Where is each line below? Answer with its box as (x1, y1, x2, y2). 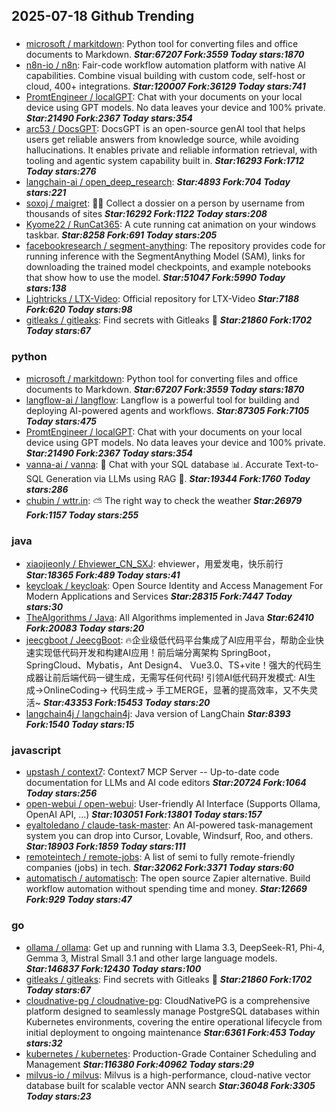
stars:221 (25, 187, 67, 199)
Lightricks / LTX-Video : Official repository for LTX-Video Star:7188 (25, 293, 300, 305)
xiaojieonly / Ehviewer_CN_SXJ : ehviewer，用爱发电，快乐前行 (25, 557, 284, 569)
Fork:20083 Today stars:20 (25, 622, 145, 634)
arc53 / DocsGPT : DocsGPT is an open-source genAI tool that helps (25, 123, 306, 135)
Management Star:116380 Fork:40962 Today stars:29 (25, 1058, 254, 1070)
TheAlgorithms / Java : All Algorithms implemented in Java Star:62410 (25, 611, 314, 623)
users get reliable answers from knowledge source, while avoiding (25, 134, 299, 146)
